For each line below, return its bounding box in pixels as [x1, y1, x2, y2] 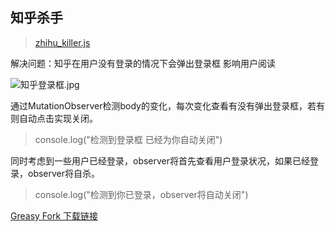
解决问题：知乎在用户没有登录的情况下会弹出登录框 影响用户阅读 [10, 57, 276, 69]
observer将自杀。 [27, 167, 101, 179]
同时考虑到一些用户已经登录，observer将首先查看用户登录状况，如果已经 [10, 154, 311, 167]
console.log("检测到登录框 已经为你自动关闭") [34, 133, 223, 145]
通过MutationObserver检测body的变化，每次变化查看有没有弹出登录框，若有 [10, 99, 325, 112]
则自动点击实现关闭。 [10, 112, 98, 124]
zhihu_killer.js [34, 36, 91, 48]
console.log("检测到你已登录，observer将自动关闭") [34, 188, 249, 200]
